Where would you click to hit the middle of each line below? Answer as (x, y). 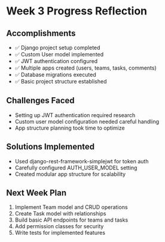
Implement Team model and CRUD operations (71, 207)
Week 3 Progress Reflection (77, 11)
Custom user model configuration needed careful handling (87, 121)
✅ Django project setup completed (57, 47)
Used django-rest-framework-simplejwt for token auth (82, 161)
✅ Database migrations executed (56, 74)
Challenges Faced (40, 101)
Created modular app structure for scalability (70, 174)
